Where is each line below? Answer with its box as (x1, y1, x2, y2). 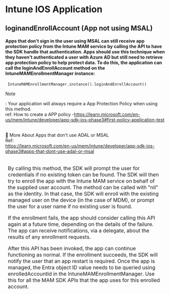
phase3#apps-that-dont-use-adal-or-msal (5, 148, 94, 154)
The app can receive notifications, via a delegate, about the (8, 227, 150, 234)
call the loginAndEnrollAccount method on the (5, 65, 105, 71)
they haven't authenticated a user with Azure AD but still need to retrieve (5, 54, 163, 61)
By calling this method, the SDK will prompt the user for (8, 164, 140, 171)
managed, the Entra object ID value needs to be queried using (8, 263, 156, 271)
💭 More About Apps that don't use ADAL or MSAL (5, 132, 109, 138)
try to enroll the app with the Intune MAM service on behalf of (8, 177, 155, 184)
